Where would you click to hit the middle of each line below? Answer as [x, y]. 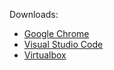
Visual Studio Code [63, 44]
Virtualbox [45, 55]
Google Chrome [56, 33]
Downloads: [34, 14]
